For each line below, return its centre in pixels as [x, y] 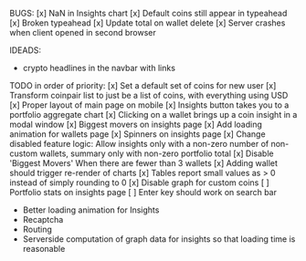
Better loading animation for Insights [91, 210]
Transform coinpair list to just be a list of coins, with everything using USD [149, 95]
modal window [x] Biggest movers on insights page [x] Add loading [136, 124]
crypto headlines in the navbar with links [99, 68]
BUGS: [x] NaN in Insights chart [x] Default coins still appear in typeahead [148, 13]
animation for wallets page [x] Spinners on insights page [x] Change [138, 134]
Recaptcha [43, 219]
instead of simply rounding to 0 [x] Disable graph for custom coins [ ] [139, 183]
